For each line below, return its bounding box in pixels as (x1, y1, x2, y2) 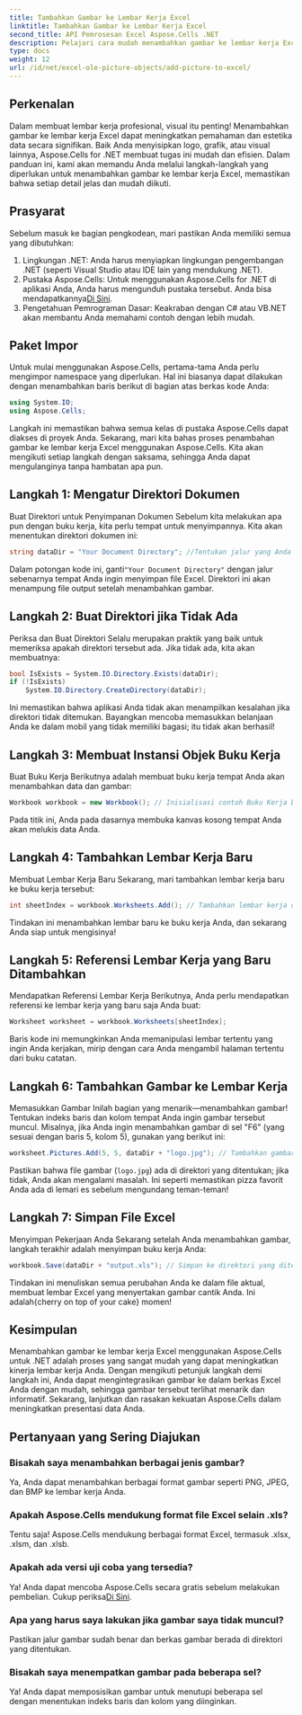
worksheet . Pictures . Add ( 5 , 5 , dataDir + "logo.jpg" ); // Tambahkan (9, 1149, 268, 1158)
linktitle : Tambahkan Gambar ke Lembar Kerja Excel (9, 22, 207, 31)
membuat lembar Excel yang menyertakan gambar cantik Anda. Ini (9, 1286, 256, 1297)
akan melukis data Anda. (9, 823, 101, 834)
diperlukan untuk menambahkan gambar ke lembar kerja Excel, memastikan (9, 168, 290, 179)
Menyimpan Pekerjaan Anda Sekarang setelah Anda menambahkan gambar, (9, 1233, 291, 1245)
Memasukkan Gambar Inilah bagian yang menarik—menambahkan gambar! (9, 1103, 289, 1114)
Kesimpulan (9, 1322, 78, 1337)
